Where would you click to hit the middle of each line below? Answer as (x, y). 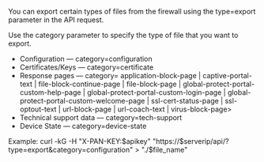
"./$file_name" (164, 150)
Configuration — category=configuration (86, 59)
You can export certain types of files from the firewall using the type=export (132, 11)
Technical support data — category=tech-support (101, 117)
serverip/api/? (206, 141)
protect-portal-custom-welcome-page (82, 101)
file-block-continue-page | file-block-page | (110, 84)
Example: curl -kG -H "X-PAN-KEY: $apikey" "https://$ (96, 141)
